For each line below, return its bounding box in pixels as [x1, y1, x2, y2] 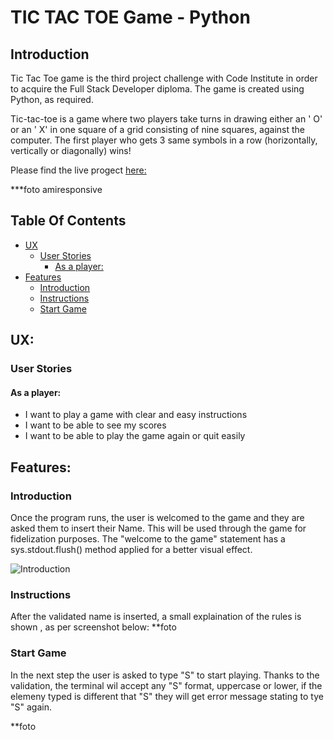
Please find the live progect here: [10, 164, 147, 176]
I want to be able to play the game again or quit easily [24, 430, 246, 442]
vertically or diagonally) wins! [10, 145, 132, 156]
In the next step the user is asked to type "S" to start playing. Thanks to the [10, 669, 320, 681]
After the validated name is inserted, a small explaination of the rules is [10, 611, 302, 623]
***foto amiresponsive [10, 184, 103, 195]
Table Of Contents [10, 212, 127, 230]
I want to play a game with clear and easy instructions [24, 409, 248, 421]
